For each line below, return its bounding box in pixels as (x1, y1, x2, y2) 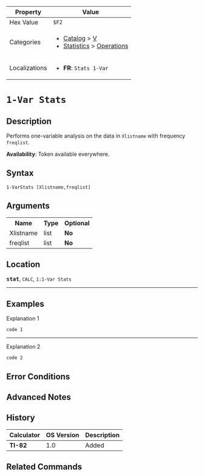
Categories (9, 38, 41, 46)
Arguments (6, 201, 50, 211)
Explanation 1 (6, 315, 39, 322)
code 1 (6, 327, 23, 333)
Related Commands (6, 462, 83, 472)
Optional (64, 219, 90, 227)
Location (6, 259, 41, 270)
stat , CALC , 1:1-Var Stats (6, 275, 72, 282)
